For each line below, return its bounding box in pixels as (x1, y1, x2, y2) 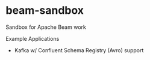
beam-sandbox (5, 4, 84, 17)
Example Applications (5, 35, 60, 42)
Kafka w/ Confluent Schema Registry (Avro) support (14, 46, 144, 54)
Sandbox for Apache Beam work (5, 23, 87, 31)
